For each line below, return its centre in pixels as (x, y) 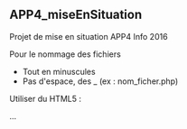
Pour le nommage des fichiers (65, 54)
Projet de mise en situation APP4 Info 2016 (89, 36)
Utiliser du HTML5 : (45, 98)
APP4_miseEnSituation (76, 15)
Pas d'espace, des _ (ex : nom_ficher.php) (100, 81)
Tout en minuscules (59, 71)
